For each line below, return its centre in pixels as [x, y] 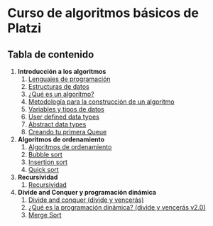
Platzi [24, 28]
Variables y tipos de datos [66, 109]
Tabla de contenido [51, 54]
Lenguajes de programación [70, 79]
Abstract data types [57, 124]
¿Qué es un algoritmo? [61, 94]
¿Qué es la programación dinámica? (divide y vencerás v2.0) [117, 207]
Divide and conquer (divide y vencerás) [86, 200]
